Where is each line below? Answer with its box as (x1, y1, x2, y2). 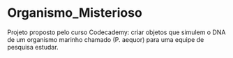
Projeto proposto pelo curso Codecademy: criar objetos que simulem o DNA (7, 28, 226, 36)
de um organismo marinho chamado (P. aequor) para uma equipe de (7, 35, 204, 43)
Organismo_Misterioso (7, 5, 143, 21)
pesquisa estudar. (7, 43, 59, 51)
